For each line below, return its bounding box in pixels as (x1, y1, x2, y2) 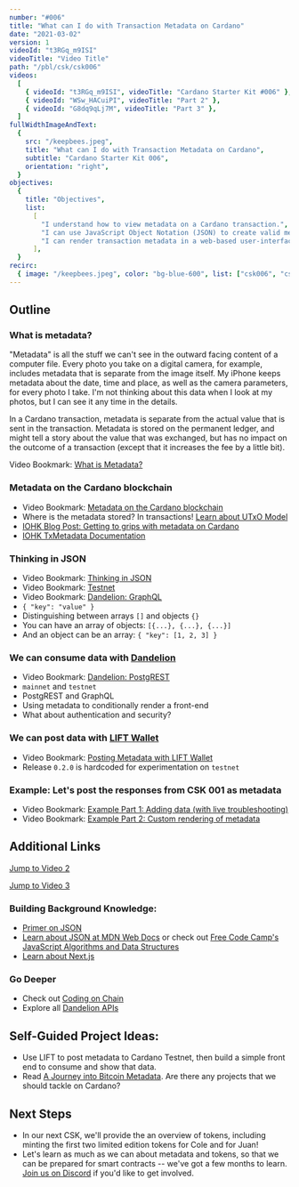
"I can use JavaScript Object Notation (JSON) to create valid (41, 228, 280, 237)
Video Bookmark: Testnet (21, 582, 116, 593)
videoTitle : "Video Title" (9, 54, 109, 63)
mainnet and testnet (21, 682, 97, 692)
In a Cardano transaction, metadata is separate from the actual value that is (9, 414, 286, 424)
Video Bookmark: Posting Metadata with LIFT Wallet (21, 752, 214, 763)
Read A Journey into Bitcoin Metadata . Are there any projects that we (21, 1071, 277, 1082)
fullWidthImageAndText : (9, 121, 98, 130)
